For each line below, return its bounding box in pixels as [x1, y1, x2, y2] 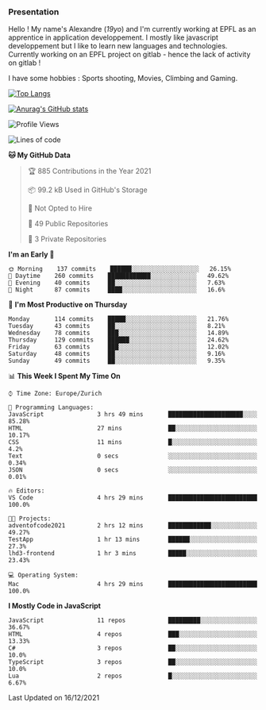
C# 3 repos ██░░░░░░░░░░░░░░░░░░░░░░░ [8, 644, 258, 653]
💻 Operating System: [8, 571, 79, 580]
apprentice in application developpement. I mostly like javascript [8, 33, 218, 42]
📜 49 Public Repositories [27, 219, 109, 229]
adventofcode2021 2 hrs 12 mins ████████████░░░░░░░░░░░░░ [8, 522, 258, 530]
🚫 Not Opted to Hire [27, 203, 93, 213]
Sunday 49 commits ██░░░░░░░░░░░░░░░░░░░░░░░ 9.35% [8, 357, 226, 365]
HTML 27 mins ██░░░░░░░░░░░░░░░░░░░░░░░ [8, 424, 258, 433]
